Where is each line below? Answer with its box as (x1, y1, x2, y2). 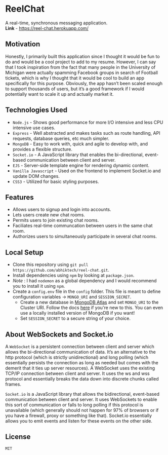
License (5, 433, 31, 441)
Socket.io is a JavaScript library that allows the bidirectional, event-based (5, 391, 159, 397)
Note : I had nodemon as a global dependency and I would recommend (12, 278, 157, 284)
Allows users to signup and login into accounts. (12, 206, 111, 213)
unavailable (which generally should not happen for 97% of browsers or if (5, 407, 159, 413)
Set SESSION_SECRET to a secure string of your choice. (20, 315, 131, 322)
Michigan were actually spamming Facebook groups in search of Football (5, 69, 158, 75)
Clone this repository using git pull (12, 261, 89, 268)
